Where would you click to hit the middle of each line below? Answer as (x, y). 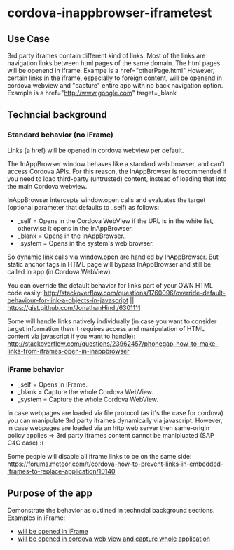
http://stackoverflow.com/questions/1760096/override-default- (135, 293)
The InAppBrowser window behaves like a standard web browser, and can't (116, 163)
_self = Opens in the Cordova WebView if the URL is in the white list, (115, 221)
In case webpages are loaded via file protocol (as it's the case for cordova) (116, 412)
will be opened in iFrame (53, 531)
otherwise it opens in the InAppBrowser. (75, 228)
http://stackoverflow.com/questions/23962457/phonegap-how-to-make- (113, 343)
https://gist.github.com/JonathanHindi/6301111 (74, 307)
